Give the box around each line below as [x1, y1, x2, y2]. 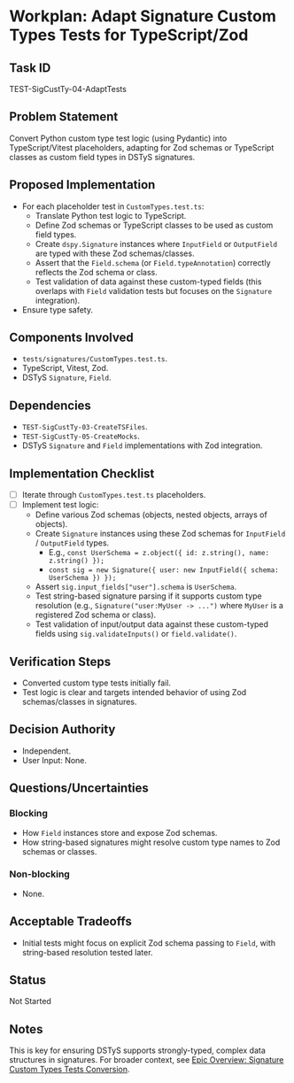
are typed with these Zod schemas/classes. [35, 248, 195, 259]
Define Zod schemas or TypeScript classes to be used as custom [35, 220, 274, 230]
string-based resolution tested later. [21, 947, 153, 957]
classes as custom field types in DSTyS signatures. [9, 151, 196, 162]
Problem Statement [9, 109, 119, 125]
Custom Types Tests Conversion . [9, 1064, 130, 1075]
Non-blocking [9, 868, 71, 880]
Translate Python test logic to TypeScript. [35, 210, 187, 220]
